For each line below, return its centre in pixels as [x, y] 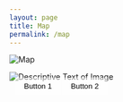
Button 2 [85, 86]
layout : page [34, 17]
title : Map [30, 26]
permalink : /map [40, 34]
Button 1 [38, 86]
